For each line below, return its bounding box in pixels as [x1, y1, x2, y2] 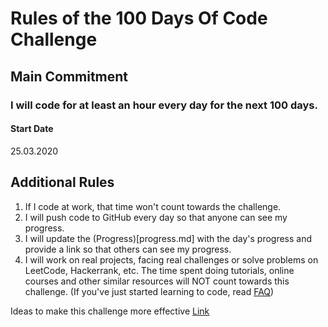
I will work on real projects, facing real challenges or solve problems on [24, 253, 319, 266]
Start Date [10, 123, 54, 135]
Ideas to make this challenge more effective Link [10, 305, 210, 317]
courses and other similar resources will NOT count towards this [24, 275, 290, 287]
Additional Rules [10, 174, 115, 191]
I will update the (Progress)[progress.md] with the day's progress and [24, 232, 313, 244]
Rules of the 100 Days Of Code [10, 7, 268, 30]
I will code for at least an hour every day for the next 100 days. [10, 98, 318, 112]
